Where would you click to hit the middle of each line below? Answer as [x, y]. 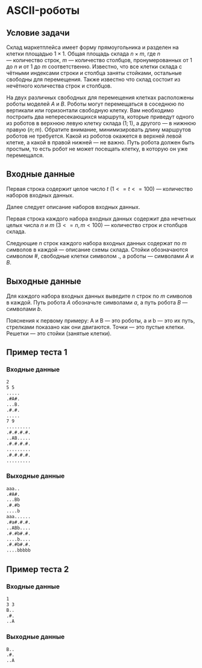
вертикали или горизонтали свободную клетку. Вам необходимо [90, 110]
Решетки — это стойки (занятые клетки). [59, 333]
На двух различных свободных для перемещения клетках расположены [100, 98]
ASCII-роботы [43, 11]
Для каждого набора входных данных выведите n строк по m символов [99, 296]
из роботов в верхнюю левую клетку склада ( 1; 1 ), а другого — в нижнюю [101, 123]
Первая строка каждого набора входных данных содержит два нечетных [101, 219]
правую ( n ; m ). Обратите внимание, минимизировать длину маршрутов [99, 130]
